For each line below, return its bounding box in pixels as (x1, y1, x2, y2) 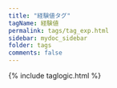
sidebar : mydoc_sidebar (8, 34, 88, 42)
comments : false (8, 49, 63, 57)
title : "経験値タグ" (8, 11, 71, 20)
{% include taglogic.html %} (8, 71, 102, 80)
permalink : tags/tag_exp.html (8, 26, 110, 34)
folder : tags (8, 42, 52, 50)
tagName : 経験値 (8, 19, 59, 27)
